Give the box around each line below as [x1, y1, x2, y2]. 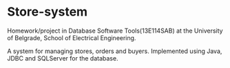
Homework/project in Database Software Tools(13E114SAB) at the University [7, 27, 223, 35]
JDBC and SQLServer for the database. [7, 54, 118, 62]
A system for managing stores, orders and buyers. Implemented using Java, [7, 47, 222, 55]
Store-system [7, 4, 88, 20]
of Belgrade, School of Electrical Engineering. [7, 33, 136, 41]
